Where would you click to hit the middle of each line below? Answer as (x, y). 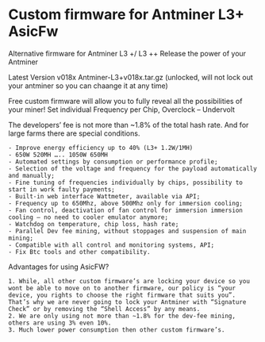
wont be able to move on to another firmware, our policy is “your (122, 288)
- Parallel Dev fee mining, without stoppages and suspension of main (127, 231)
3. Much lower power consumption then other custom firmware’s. (117, 330)
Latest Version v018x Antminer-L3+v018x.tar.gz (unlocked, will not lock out (131, 77)
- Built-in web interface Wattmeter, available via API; (104, 196)
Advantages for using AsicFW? (59, 267)
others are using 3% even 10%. (60, 323)
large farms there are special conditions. (74, 133)
